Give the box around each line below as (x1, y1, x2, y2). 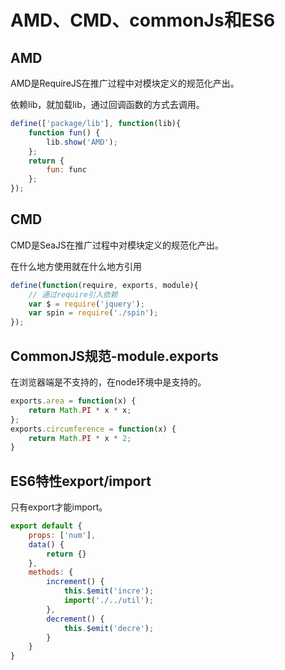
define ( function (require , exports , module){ (10, 280, 199, 290)
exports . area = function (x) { (10, 396, 137, 406)
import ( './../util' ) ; (63, 596, 155, 606)
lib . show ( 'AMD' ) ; (46, 137, 118, 147)
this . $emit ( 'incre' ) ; (63, 586, 155, 596)
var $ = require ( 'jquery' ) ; (28, 299, 145, 309)
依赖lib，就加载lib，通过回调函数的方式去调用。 (10, 99, 205, 110)
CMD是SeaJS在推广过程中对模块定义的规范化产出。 (10, 239, 225, 251)
